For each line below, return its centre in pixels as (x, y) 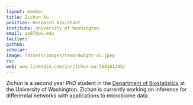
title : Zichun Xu (28, 17)
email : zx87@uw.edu (30, 34)
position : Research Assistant (44, 22)
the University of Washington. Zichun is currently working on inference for (96, 90)
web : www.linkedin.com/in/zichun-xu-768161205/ (66, 66)
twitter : (17, 39)
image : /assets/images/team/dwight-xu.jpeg (61, 55)
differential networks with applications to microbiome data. (78, 96)
